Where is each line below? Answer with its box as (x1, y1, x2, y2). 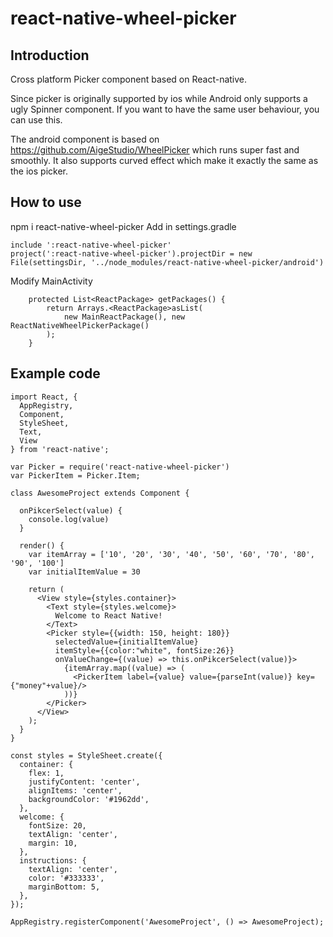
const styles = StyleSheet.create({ (10, 750, 163, 761)
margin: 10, (28, 838, 78, 848)
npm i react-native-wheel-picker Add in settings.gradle (10, 220, 237, 232)
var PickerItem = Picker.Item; (10, 470, 141, 481)
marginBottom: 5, (28, 882, 101, 892)
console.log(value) (28, 514, 110, 524)
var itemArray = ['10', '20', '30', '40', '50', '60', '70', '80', (28, 549, 315, 559)
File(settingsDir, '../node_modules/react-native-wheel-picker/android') (10, 257, 325, 267)
